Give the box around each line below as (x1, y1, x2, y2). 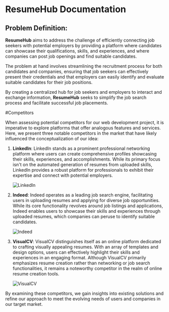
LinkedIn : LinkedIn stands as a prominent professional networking (12, 145, 150, 151)
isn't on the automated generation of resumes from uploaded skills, (12, 162, 152, 168)
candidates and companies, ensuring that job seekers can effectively (5, 68, 149, 74)
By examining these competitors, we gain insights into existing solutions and (5, 290, 164, 296)
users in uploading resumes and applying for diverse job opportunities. (12, 198, 160, 203)
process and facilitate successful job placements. (5, 100, 108, 106)
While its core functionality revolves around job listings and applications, (12, 203, 163, 209)
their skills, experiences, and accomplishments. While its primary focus (12, 156, 160, 162)
